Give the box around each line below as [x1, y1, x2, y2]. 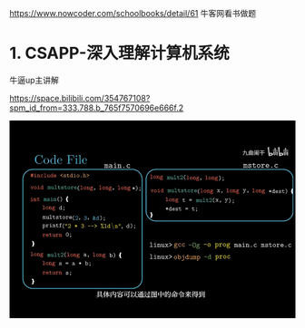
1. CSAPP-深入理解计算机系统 [9, 43, 230, 63]
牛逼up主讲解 [9, 74, 59, 85]
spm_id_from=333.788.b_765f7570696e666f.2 [9, 102, 184, 113]
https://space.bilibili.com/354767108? [9, 92, 151, 103]
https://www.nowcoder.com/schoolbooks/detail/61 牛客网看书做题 [9, 8, 257, 18]
